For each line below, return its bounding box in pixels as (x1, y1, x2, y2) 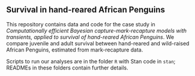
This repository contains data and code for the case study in (6, 20, 156, 28)
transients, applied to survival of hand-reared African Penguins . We (6, 33, 175, 41)
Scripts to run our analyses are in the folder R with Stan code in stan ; (6, 57, 176, 65)
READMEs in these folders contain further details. (6, 64, 128, 71)
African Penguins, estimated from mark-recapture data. (6, 46, 143, 53)
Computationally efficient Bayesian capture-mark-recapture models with (6, 27, 187, 34)
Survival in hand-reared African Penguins (6, 5, 165, 15)
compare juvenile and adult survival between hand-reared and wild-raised (6, 39, 190, 47)
